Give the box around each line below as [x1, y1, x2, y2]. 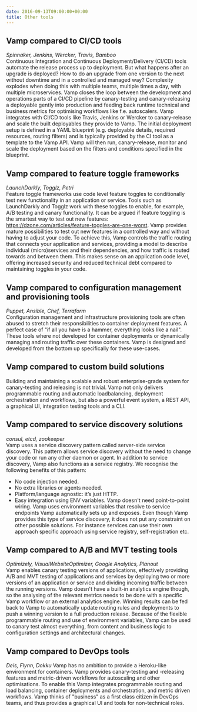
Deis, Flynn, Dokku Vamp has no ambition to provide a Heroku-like [6, 662, 166, 669]
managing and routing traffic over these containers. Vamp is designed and [6, 338, 186, 345]
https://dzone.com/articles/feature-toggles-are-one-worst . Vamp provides [6, 222, 187, 229]
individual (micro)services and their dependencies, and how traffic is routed [6, 247, 190, 254]
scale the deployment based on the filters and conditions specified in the [6, 145, 183, 152]
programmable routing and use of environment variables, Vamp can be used [6, 617, 191, 624]
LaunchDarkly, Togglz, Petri [6, 184, 74, 191]
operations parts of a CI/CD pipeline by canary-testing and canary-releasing [6, 95, 191, 102]
